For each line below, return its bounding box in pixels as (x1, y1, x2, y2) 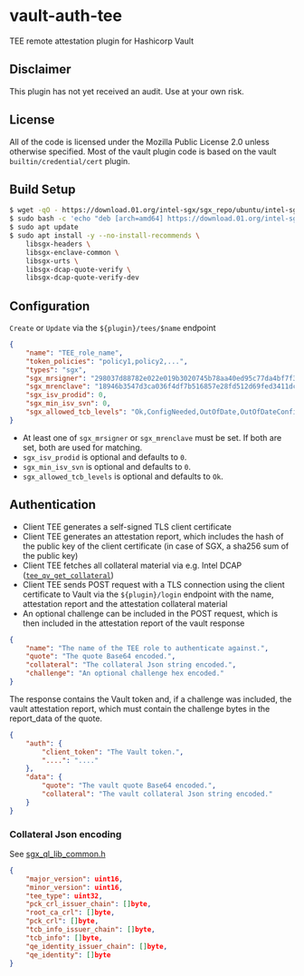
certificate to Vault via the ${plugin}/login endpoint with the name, (22, 589, 274, 600)
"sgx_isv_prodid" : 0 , (25, 391, 107, 400)
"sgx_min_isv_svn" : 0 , (25, 399, 111, 408)
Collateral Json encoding (9, 827, 122, 840)
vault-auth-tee (9, 5, 122, 26)
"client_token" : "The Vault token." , (42, 747, 184, 756)
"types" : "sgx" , (25, 365, 88, 375)
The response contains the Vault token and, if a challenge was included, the (9, 693, 292, 704)
